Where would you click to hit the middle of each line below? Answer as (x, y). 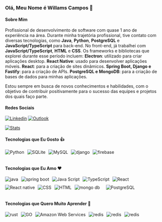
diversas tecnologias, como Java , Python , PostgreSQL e (62, 40)
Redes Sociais (20, 108)
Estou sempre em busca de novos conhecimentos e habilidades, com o (77, 86)
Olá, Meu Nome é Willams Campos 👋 (49, 8)
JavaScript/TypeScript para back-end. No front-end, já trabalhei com (76, 46)
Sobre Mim (16, 19)
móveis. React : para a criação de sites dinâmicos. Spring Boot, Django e (78, 66)
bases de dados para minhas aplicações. (46, 77)
